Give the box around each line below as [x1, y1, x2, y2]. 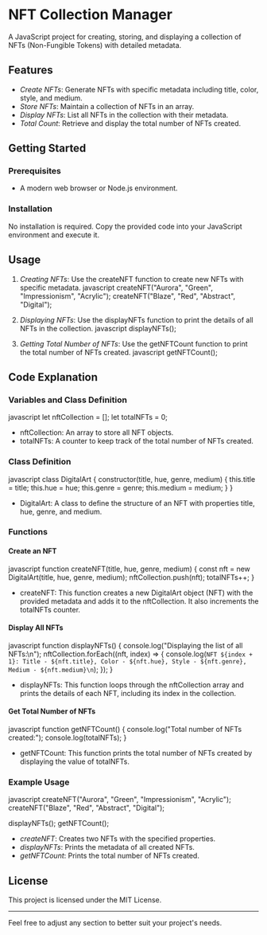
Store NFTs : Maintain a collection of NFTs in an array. [19, 101, 195, 111]
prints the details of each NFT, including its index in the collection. [19, 688, 237, 698]
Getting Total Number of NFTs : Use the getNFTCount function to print [19, 338, 248, 348]
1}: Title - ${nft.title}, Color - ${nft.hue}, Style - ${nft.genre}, [8, 657, 247, 666]
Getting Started [8, 142, 87, 155]
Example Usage [8, 777, 70, 788]
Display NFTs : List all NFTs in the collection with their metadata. [19, 110, 229, 119]
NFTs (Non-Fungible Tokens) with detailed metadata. [8, 40, 182, 49]
